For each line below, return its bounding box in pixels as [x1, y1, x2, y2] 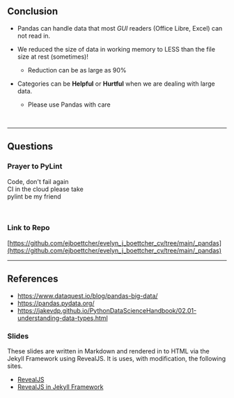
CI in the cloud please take [7, 185, 84, 193]
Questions [7, 141, 54, 153]
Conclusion [7, 6, 58, 17]
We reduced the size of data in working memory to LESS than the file [17, 45, 216, 53]
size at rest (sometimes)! [17, 52, 88, 61]
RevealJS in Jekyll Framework [17, 383, 104, 391]
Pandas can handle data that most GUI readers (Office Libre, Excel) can [17, 24, 223, 32]
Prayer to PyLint [7, 162, 63, 171]
